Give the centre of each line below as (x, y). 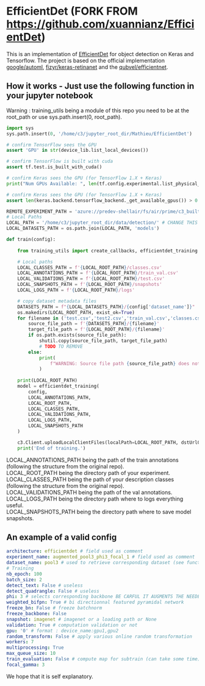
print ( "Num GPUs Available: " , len (52, 184)
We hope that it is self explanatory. (50, 676)
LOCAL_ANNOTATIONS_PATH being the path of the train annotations (92, 460)
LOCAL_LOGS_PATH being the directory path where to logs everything (95, 499)
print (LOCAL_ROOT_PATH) (48, 381)
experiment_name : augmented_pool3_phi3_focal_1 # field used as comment (101, 557)
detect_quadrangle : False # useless (53, 591)
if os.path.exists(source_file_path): (77, 335)
